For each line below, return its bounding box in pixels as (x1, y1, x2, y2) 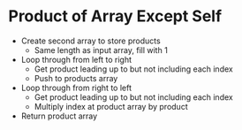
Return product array (20, 111, 98, 121)
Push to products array (34, 73, 118, 83)
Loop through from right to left (20, 82, 132, 93)
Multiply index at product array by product (34, 101, 188, 111)
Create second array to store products (20, 35, 161, 46)
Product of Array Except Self (8, 6, 223, 27)
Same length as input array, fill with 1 (34, 44, 169, 55)
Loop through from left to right (20, 54, 132, 65)
